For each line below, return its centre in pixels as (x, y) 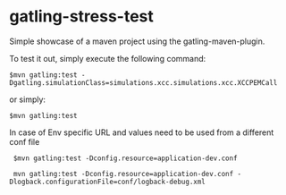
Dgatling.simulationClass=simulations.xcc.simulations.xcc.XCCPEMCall (143, 82)
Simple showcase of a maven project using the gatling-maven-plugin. (137, 41)
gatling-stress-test (82, 17)
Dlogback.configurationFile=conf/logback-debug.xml (107, 182)
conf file (25, 141)
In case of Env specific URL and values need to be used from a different (142, 132)
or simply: (28, 99)
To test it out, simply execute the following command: (108, 58)
